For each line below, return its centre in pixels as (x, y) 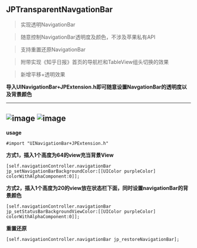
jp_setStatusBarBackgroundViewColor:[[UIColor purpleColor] (81, 211)
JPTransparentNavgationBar (60, 10)
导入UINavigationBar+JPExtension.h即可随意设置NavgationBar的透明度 (94, 87)
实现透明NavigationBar (48, 24)
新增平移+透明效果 (43, 74)
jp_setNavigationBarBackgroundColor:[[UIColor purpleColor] (81, 171)
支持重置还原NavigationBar (53, 49)
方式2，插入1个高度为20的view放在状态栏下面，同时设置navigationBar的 (95, 188)
